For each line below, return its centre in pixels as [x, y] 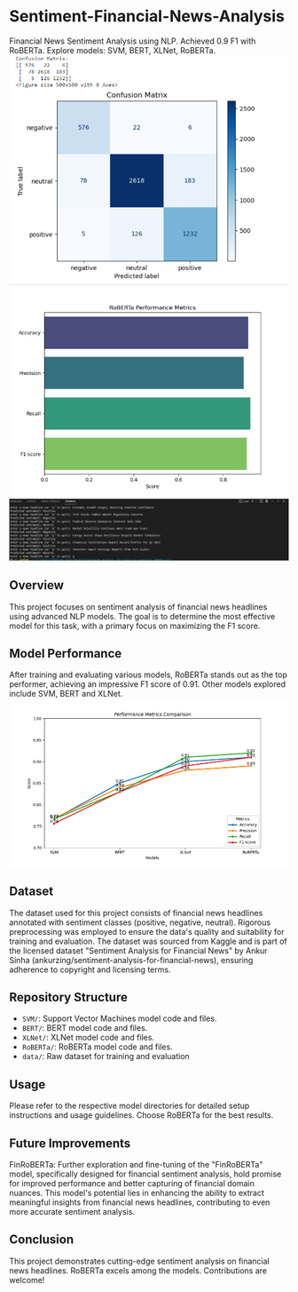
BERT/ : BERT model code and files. [85, 1028]
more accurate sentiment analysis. [72, 1211]
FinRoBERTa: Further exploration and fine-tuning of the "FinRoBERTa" [136, 1164]
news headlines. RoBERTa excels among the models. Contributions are [138, 1270]
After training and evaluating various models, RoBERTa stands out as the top [149, 675]
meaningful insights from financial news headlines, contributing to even [140, 1202]
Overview [37, 585]
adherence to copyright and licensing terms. [90, 969]
